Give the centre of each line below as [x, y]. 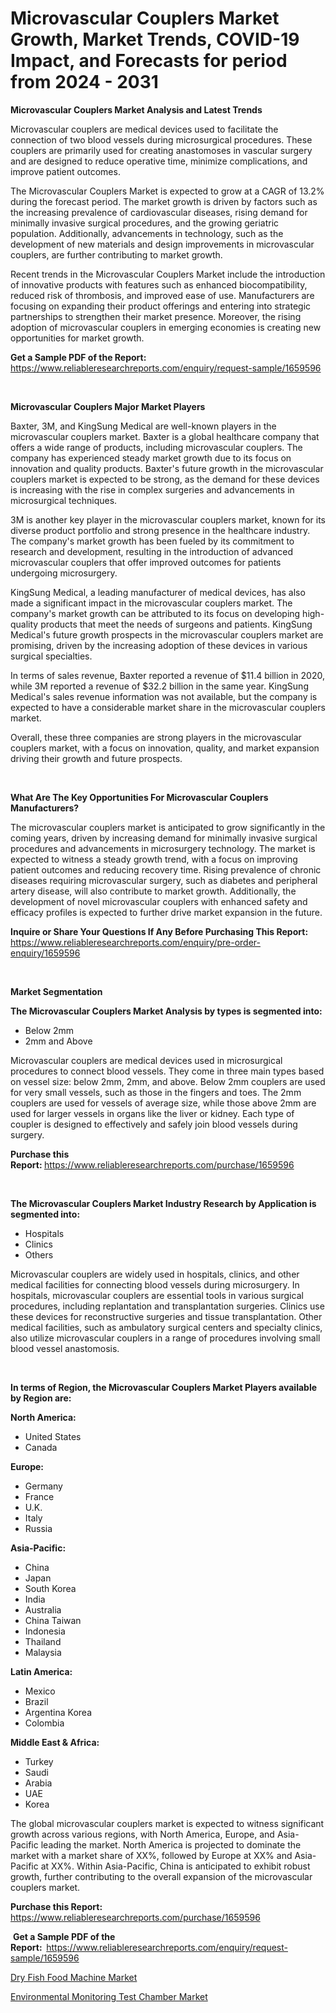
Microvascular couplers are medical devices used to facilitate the [144, 129]
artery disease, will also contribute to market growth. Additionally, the [153, 891]
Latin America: [41, 1671]
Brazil [36, 1701]
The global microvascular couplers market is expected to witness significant [167, 1823]
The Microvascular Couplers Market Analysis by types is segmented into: [166, 1011]
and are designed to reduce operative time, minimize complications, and [159, 161]
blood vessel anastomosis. [65, 1348]
